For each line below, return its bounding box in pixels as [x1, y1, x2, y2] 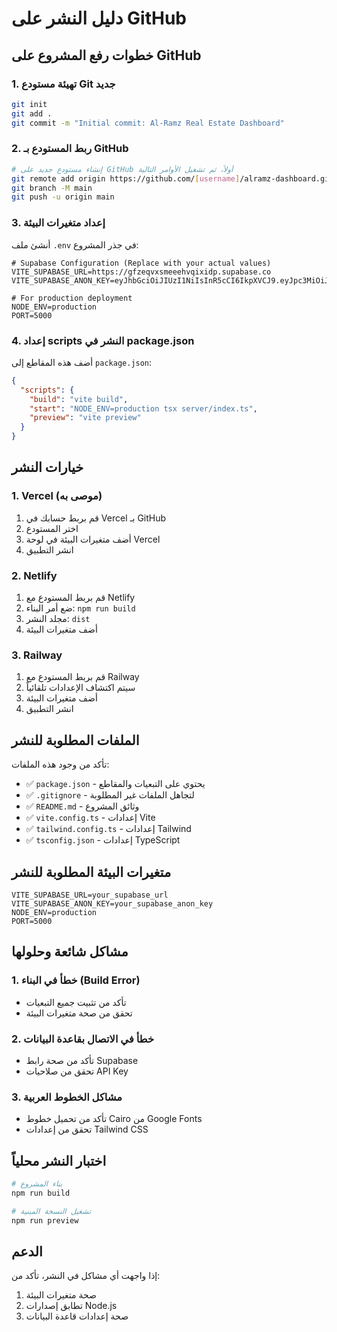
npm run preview [11, 1215, 79, 1226]
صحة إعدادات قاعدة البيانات [25, 1310, 129, 1322]
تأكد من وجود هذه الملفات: [11, 758, 110, 771]
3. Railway [11, 648, 63, 662]
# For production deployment [11, 293, 133, 303]
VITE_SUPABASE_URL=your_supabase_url [11, 890, 169, 900]
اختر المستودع [25, 522, 79, 534]
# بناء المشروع [11, 1179, 63, 1189]
